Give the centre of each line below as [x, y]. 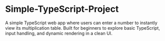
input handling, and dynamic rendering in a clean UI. [59, 33]
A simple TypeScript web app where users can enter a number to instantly [82, 23]
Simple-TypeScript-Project [62, 9]
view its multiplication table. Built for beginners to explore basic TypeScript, [83, 28]
